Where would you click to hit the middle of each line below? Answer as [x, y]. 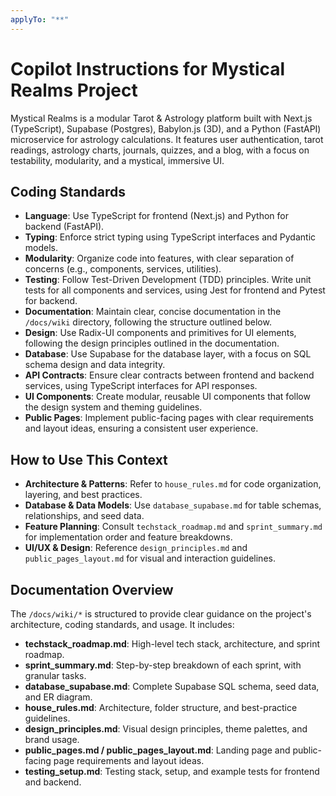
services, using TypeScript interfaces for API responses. [141, 386]
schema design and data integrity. [95, 365]
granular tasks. [55, 675]
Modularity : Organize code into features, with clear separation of [159, 258]
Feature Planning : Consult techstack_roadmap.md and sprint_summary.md [173, 527]
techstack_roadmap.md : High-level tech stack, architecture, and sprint [172, 644]
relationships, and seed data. [84, 516]
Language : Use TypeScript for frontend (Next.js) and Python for [157, 216]
